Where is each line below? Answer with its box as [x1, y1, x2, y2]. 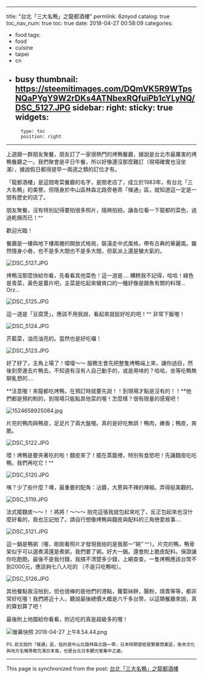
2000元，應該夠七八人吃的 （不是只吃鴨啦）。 [11, 563, 124, 570]
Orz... [6, 286, 20, 293]
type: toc [21, 128, 45, 134]
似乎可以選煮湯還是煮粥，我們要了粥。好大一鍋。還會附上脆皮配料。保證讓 [11, 547, 197, 555]
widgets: [14, 112, 50, 123]
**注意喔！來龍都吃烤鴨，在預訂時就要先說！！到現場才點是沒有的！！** [6, 387, 187, 395]
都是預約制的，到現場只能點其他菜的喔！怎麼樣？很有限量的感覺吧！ [11, 395, 181, 402]
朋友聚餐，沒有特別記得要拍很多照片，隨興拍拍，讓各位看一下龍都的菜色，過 [6, 206, 197, 213]
